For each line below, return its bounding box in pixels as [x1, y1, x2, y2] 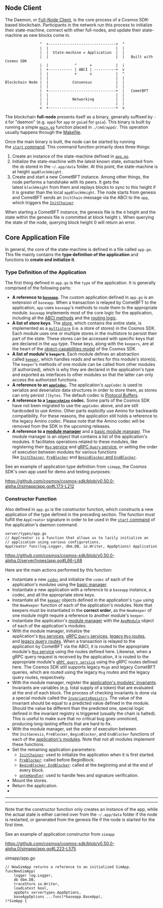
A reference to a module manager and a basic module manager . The [12, 428, 150, 434]
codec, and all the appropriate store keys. [12, 592, 96, 598]
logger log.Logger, [14, 873, 53, 878]
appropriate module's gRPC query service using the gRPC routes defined [12, 659, 158, 665]
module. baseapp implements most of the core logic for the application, [12, 310, 153, 315]
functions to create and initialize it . [5, 257, 76, 263]
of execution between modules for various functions [12, 449, 117, 455]
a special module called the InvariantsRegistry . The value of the [12, 695, 142, 701]
